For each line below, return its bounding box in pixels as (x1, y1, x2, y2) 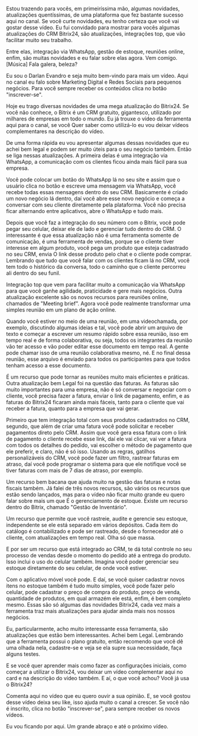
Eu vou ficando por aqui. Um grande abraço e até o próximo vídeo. (6, 723, 168, 729)
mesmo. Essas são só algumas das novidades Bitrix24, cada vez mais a (6, 601, 180, 608)
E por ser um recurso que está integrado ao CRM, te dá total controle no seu (6, 545, 192, 553)
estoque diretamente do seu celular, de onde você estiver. (6, 564, 148, 572)
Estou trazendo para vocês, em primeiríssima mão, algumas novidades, (6, 5, 180, 12)
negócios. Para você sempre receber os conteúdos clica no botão (6, 85, 167, 91)
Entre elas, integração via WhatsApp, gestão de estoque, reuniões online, (6, 48, 185, 55)
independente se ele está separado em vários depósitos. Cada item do (6, 522, 178, 528)
